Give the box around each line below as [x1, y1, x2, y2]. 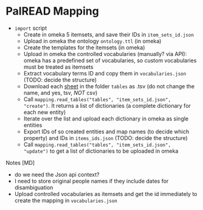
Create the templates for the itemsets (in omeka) [23, 44, 145, 51]
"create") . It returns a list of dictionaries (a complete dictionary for [23, 102, 191, 109]
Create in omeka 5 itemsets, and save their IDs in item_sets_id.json [23, 30, 194, 38]
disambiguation [14, 184, 53, 191]
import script [14, 24, 47, 32]
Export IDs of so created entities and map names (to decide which [23, 128, 190, 135]
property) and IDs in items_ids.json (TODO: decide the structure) [23, 134, 188, 141]
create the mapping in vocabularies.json [14, 197, 118, 204]
